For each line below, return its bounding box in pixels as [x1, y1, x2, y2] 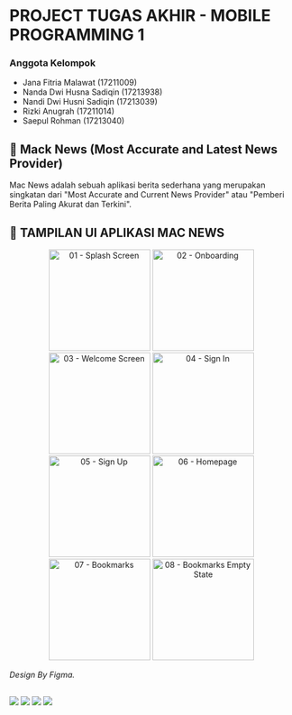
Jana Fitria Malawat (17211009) [22, 78, 138, 88]
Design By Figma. [9, 669, 75, 681]
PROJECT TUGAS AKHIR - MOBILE [9, 5, 271, 26]
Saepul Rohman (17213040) [22, 115, 125, 126]
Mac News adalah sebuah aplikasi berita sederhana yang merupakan [9, 179, 266, 190]
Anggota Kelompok [9, 57, 96, 69]
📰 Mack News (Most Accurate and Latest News [9, 142, 278, 157]
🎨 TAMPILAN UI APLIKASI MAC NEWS [9, 225, 225, 240]
